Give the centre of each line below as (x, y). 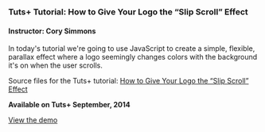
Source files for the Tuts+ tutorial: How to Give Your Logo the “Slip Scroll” (129, 81)
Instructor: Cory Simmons (52, 31)
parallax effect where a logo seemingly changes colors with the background (133, 57)
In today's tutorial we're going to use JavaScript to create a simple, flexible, (132, 49)
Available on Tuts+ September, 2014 (69, 105)
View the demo (33, 120)
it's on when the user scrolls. (56, 65)
